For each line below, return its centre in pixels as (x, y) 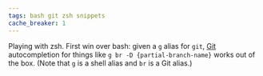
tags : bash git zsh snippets (57, 16)
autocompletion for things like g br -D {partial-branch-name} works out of (132, 54)
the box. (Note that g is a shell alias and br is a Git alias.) (100, 63)
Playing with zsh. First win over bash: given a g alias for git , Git (112, 46)
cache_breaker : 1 (37, 23)
